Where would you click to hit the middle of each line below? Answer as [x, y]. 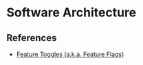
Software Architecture [71, 13]
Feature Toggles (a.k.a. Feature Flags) [70, 54]
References [32, 38]
